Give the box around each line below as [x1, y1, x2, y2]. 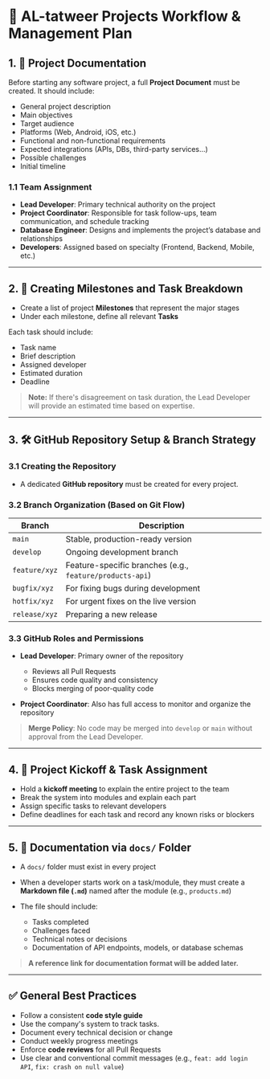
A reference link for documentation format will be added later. [27, 958, 239, 968]
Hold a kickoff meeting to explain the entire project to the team [19, 784, 230, 794]
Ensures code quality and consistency [31, 675, 158, 685]
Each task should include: [8, 327, 94, 337]
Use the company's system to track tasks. [19, 1019, 159, 1028]
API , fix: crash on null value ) [19, 1061, 125, 1071]
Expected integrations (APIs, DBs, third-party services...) [19, 145, 209, 153]
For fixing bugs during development [65, 582, 201, 594]
